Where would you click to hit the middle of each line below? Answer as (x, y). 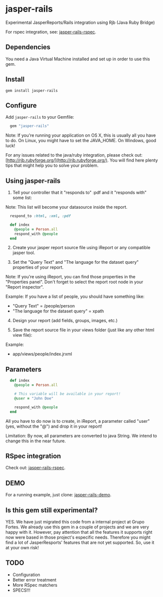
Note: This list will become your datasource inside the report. (66, 207)
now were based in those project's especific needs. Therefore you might (78, 537)
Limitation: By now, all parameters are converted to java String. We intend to (81, 435)
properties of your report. (38, 267)
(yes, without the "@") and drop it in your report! (54, 426)
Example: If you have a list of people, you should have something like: (75, 297)
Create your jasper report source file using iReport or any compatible (81, 248)
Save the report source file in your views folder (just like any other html (83, 330)
